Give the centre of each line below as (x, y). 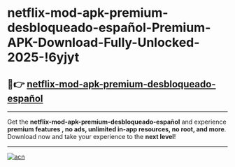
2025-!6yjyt (43, 58)
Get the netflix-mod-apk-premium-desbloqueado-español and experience (117, 122)
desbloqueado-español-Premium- (109, 28)
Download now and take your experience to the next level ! (92, 137)
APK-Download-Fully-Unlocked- (104, 43)
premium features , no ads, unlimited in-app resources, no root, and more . (117, 129)
